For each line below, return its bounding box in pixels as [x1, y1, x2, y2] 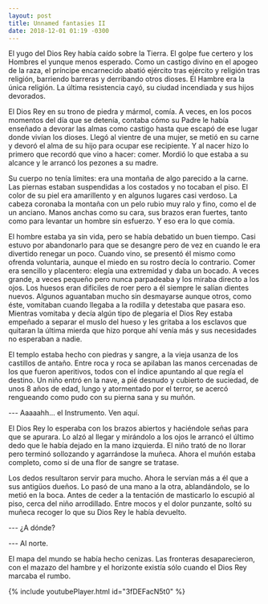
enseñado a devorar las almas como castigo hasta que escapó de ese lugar [8, 124, 258, 133]
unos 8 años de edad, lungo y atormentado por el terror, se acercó [8, 384, 229, 394]
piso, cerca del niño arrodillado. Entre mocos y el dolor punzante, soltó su [8, 499, 252, 508]
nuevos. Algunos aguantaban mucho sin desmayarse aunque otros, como [8, 292, 252, 301]
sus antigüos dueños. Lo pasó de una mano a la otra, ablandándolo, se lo [8, 482, 250, 492]
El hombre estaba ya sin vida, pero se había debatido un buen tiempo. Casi [8, 232, 256, 242]
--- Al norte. [8, 539, 49, 549]
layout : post [8, 11, 52, 20]
